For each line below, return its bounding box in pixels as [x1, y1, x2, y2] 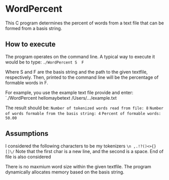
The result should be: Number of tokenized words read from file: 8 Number [5, 105, 164, 111]
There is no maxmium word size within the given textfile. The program [5, 163, 151, 169]
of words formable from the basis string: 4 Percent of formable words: [5, 111, 161, 116]
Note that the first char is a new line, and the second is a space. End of [15, 148, 164, 154]
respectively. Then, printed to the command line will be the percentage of [5, 74, 159, 80]
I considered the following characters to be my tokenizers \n [5, 143, 131, 149]
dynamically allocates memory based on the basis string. [5, 169, 124, 175]
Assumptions [5, 129, 49, 138]
